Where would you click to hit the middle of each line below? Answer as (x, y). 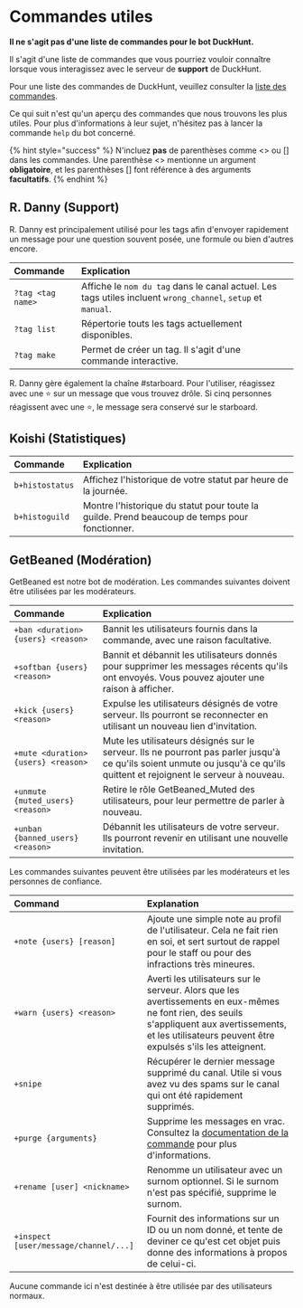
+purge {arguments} (55, 1138)
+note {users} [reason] (65, 942)
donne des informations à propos (217, 1253)
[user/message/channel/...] (74, 1246)
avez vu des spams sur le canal (213, 1085)
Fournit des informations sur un (213, 1218)
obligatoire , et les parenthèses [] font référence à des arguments (130, 169)
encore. (24, 248)
